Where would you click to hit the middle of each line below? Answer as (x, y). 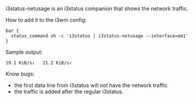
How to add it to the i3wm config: (46, 20)
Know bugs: (20, 74)
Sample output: (24, 52)
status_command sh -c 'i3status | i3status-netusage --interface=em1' (100, 36)
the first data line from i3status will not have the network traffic (91, 85)
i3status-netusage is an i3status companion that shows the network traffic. (97, 9)
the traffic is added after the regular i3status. (69, 92)
